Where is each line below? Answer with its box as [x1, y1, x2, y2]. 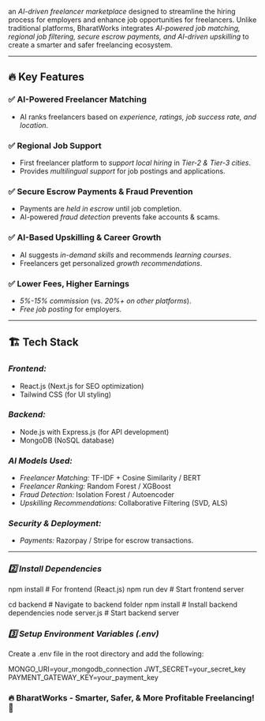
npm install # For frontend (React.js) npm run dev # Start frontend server [8, 584, 244, 594]
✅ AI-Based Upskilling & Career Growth [8, 232, 162, 243]
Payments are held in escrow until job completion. [19, 204, 182, 214]
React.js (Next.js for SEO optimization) [19, 381, 144, 390]
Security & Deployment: [8, 518, 102, 529]
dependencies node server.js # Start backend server [8, 607, 180, 618]
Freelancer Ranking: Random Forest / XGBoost [19, 481, 171, 491]
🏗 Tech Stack [8, 335, 79, 349]
